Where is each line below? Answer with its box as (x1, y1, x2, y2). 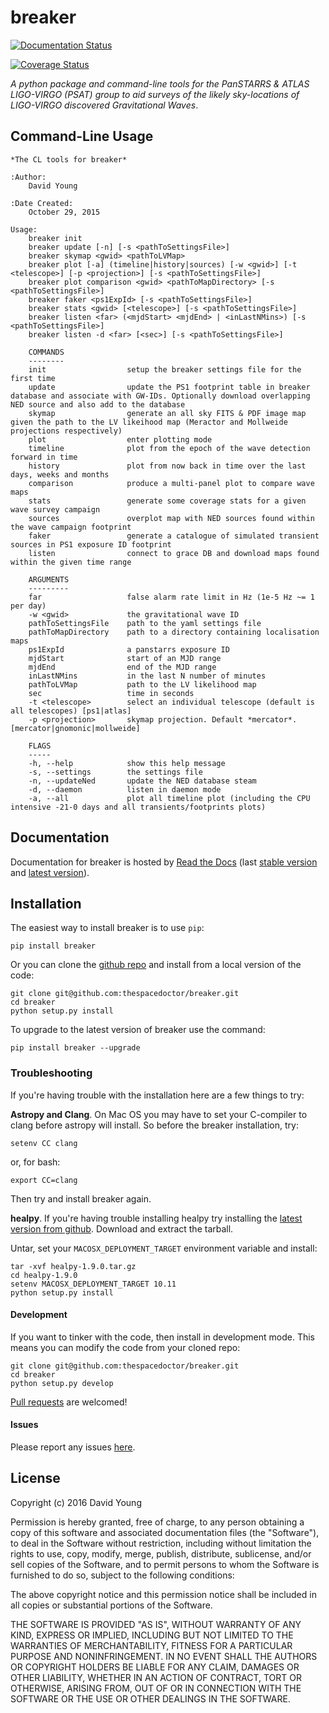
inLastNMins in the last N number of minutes (28, 671, 267, 681)
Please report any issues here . (10, 1441, 136, 1453)
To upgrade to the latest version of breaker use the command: (10, 1024, 266, 1036)
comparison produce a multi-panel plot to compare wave (28, 478, 315, 488)
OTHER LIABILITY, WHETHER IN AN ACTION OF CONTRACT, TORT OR (10, 1671, 302, 1683)
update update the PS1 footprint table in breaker (28, 382, 311, 392)
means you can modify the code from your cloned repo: (10, 1341, 241, 1353)
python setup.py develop (10, 1378, 114, 1388)
